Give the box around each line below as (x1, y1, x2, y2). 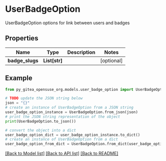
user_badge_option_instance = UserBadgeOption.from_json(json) (5, 110, 138, 115)
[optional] (100, 57, 123, 64)
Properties (5, 34, 39, 42)
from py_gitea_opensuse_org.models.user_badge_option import (5, 87, 134, 92)
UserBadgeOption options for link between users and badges (5, 20, 130, 26)
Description (67, 48, 95, 55)
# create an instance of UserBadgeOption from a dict (5, 137, 119, 142)
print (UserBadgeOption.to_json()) (5, 119, 77, 124)
